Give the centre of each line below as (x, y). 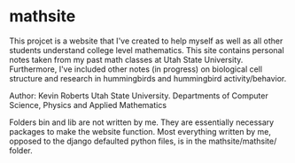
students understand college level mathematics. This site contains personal (147, 50)
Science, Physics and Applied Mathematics (88, 105)
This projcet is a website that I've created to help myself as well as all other (146, 41)
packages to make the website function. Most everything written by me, (140, 131)
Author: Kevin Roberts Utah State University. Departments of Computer (139, 96)
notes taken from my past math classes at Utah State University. (126, 59)
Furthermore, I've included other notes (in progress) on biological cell (136, 69)
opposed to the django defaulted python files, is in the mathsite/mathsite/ (143, 141)
